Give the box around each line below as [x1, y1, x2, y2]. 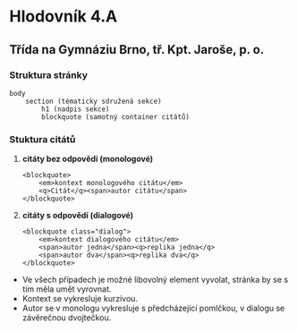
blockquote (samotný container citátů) [41, 112, 191, 122]
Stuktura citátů [9, 132, 76, 145]
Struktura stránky [9, 69, 88, 81]
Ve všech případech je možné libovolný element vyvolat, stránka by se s [21, 275, 289, 285]
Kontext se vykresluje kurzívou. [21, 294, 139, 304]
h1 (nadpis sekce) [41, 105, 110, 114]
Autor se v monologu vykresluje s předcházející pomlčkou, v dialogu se [21, 302, 285, 314]
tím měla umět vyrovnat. [21, 284, 112, 294]
